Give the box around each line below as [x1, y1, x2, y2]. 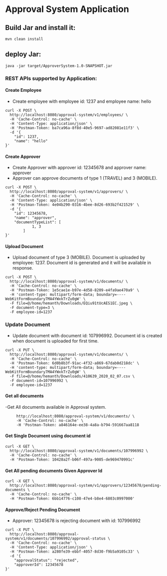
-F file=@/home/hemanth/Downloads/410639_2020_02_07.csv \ [9, 373, 135, 379]
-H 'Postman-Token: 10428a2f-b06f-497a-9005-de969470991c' [9, 457, 135, 462]
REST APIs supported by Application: [5, 75, 97, 82]
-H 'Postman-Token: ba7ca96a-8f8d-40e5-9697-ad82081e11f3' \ [9, 125, 140, 130]
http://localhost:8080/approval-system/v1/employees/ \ [9, 112, 128, 117]
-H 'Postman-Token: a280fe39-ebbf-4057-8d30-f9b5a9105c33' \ [9, 549, 140, 555]
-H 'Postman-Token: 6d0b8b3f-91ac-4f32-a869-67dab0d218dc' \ [9, 360, 140, 365]
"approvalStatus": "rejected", [14, 558, 79, 563]
